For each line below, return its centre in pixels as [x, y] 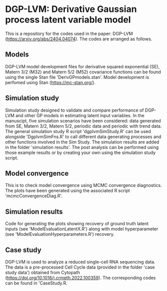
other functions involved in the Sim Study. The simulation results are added [82, 142]
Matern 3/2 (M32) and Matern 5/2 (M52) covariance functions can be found [83, 72]
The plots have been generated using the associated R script [68, 191]
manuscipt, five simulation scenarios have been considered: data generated [83, 121]
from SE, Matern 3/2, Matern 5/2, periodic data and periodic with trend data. [83, 126]
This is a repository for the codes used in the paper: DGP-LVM [69, 33]
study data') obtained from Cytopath [43, 272]
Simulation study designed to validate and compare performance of [75, 110]
